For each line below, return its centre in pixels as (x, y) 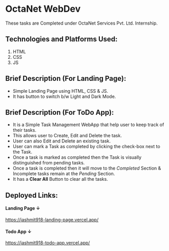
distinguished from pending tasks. (49, 163)
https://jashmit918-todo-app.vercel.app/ (48, 243)
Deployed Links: (31, 195)
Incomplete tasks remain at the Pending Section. (64, 174)
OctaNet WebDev (43, 9)
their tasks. (25, 130)
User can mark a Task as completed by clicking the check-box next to (86, 147)
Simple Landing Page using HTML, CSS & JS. (60, 91)
